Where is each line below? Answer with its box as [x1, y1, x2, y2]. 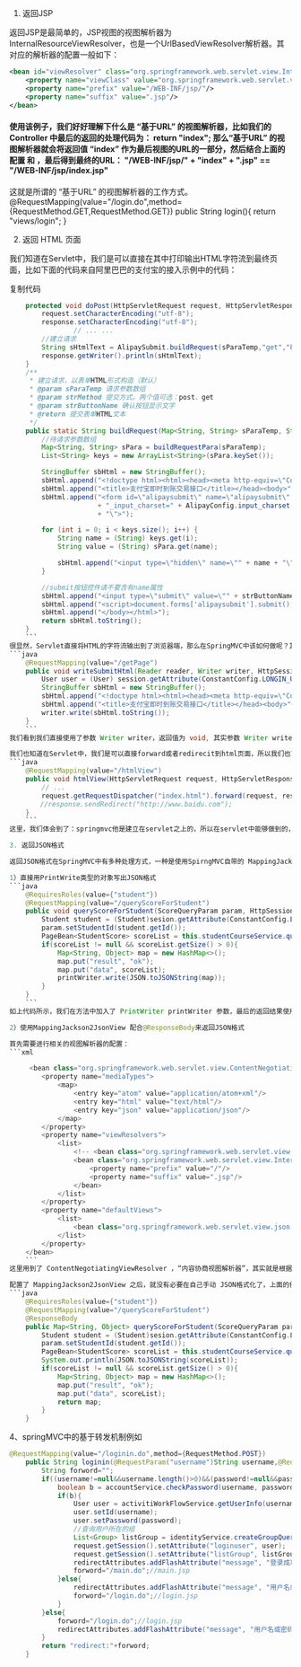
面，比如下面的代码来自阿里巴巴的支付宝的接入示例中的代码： [9, 264, 237, 275]
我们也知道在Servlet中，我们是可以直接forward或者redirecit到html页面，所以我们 [9, 749, 285, 759]
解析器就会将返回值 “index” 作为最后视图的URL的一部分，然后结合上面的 [16, 143, 286, 154]
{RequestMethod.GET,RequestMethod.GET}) [9, 206, 174, 216]
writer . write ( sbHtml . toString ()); [41, 708, 170, 717]
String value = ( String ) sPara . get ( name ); [56, 542, 219, 551]
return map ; [56, 1398, 102, 1407]
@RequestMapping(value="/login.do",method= [9, 196, 183, 207]
